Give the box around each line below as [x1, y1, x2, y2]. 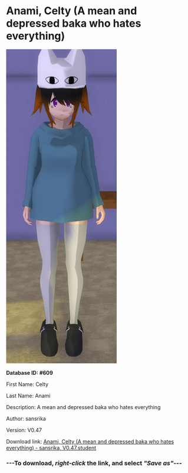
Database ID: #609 [6, 369, 53, 376]
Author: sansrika [6, 415, 46, 422]
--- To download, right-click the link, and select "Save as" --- [6, 459, 183, 467]
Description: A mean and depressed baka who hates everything [6, 403, 161, 410]
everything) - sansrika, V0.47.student [6, 444, 97, 451]
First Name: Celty [6, 380, 49, 388]
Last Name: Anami [6, 392, 51, 399]
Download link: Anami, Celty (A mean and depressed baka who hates [6, 438, 174, 445]
